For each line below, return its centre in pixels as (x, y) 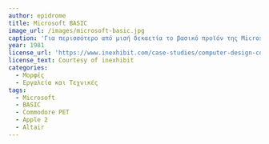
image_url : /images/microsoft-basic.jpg (77, 30)
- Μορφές (30, 75)
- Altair (30, 127)
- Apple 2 (32, 120)
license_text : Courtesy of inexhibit (71, 61)
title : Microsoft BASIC (48, 23)
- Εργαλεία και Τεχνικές (57, 82)
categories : (28, 68)
